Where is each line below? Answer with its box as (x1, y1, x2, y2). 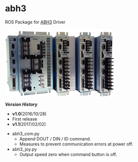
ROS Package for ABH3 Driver (5, 19, 66, 25)
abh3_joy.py (12, 146, 37, 152)
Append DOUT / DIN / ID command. (19, 136, 91, 142)
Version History (5, 101, 38, 107)
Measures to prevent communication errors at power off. (19, 141, 133, 147)
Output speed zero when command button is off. (19, 151, 117, 157)
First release (12, 116, 38, 122)
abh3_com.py (12, 130, 40, 137)
